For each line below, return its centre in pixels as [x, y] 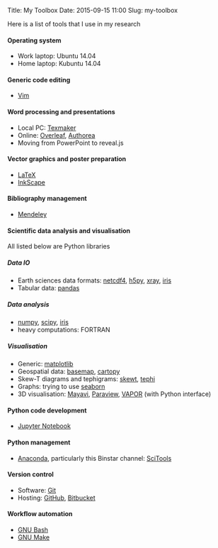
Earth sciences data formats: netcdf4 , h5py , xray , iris [94, 280]
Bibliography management [47, 199]
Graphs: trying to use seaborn [61, 387]
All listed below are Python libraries [59, 246]
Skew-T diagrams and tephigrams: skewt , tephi [86, 379]
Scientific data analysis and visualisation [69, 231]
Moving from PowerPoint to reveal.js [70, 143]
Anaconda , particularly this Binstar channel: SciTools [94, 458]
